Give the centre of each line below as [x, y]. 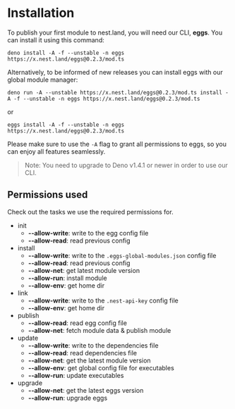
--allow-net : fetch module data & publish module [100, 330]
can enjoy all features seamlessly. [56, 151]
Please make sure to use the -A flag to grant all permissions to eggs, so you [117, 144]
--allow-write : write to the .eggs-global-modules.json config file [122, 255]
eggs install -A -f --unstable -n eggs [66, 125]
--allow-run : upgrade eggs [68, 398]
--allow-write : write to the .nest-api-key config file [103, 300]
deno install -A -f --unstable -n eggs [66, 53]
